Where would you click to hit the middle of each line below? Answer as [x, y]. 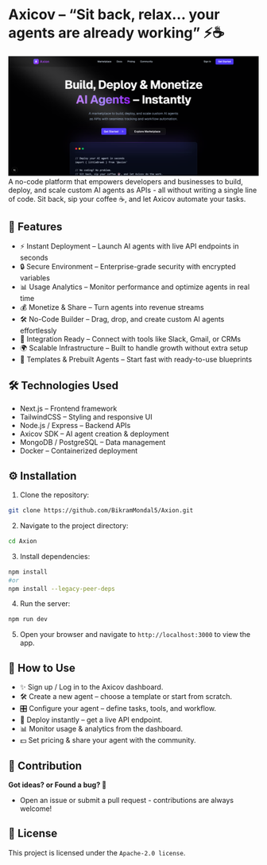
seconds [34, 258]
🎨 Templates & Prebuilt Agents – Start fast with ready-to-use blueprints [136, 360]
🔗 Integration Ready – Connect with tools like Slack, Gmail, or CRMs [130, 339]
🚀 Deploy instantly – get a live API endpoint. [91, 720]
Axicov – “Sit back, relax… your [114, 15]
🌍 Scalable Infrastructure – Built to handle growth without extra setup [134, 348]
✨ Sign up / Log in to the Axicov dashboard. [91, 687]
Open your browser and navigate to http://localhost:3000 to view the [135, 635]
